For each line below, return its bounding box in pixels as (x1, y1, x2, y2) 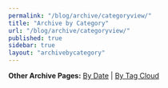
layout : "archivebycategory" (8, 49, 106, 57)
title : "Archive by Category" (8, 19, 110, 27)
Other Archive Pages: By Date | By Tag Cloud (8, 71, 160, 80)
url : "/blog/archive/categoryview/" (8, 26, 130, 34)
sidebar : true (8, 42, 56, 50)
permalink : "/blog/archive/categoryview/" (8, 11, 152, 20)
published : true (8, 34, 62, 42)
